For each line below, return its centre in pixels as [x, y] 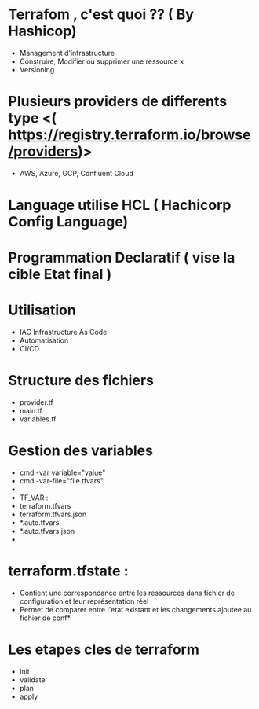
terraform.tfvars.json [53, 514]
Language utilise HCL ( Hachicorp [120, 205]
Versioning [37, 69]
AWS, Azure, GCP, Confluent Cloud [76, 173]
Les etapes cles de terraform [104, 650]
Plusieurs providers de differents [118, 102]
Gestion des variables [80, 451]
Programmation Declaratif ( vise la [122, 258]
